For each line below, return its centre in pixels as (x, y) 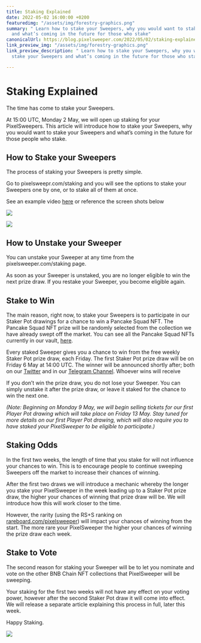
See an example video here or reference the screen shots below (85, 202)
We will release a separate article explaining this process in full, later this (96, 604)
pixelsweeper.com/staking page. (46, 264)
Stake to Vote (32, 553)
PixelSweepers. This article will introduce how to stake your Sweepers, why (99, 126)
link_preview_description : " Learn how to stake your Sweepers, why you (99, 51)
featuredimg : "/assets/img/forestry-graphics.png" (71, 23)
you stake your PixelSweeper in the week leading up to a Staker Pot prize (96, 490)
